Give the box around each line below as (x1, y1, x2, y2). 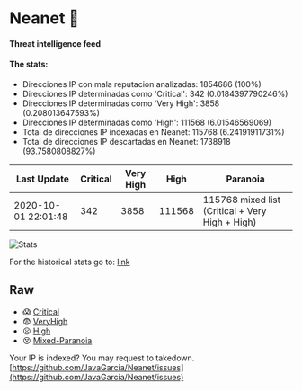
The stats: (9, 58, 49, 70)
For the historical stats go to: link (9, 256, 130, 267)
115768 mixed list (202, 193, 281, 206)
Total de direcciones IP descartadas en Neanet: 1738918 (22, 136, 231, 147)
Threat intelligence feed (9, 38, 102, 49)
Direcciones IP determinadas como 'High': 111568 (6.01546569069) (22, 117, 272, 128)
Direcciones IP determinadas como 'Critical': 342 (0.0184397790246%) (22, 88, 289, 99)
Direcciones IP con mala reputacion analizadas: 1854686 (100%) (22, 78, 262, 89)
